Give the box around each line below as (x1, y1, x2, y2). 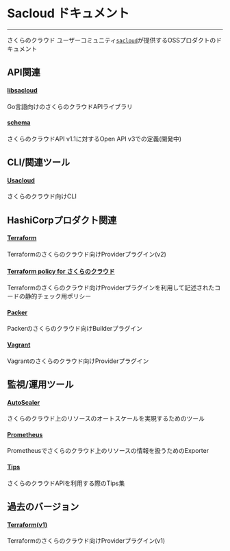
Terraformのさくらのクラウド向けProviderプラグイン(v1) (7, 537, 166, 545)
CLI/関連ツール (7, 156, 71, 168)
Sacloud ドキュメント (7, 5, 130, 21)
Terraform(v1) (7, 520, 48, 528)
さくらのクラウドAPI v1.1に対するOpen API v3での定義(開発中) (7, 134, 182, 143)
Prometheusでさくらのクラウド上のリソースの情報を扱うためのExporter (7, 447, 209, 455)
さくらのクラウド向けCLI (7, 192, 77, 200)
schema (7, 119, 31, 127)
